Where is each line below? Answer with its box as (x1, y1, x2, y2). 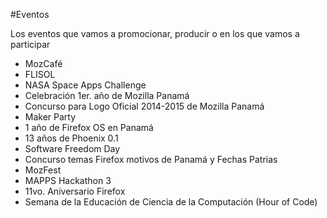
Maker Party (24, 111, 77, 123)
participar (10, 39, 51, 50)
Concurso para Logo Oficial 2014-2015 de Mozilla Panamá (24, 100, 265, 112)
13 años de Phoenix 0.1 (24, 132, 119, 144)
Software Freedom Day (24, 143, 121, 154)
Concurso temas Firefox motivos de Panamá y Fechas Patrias (24, 154, 278, 165)
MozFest (24, 164, 62, 176)
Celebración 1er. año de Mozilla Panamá (24, 90, 190, 101)
